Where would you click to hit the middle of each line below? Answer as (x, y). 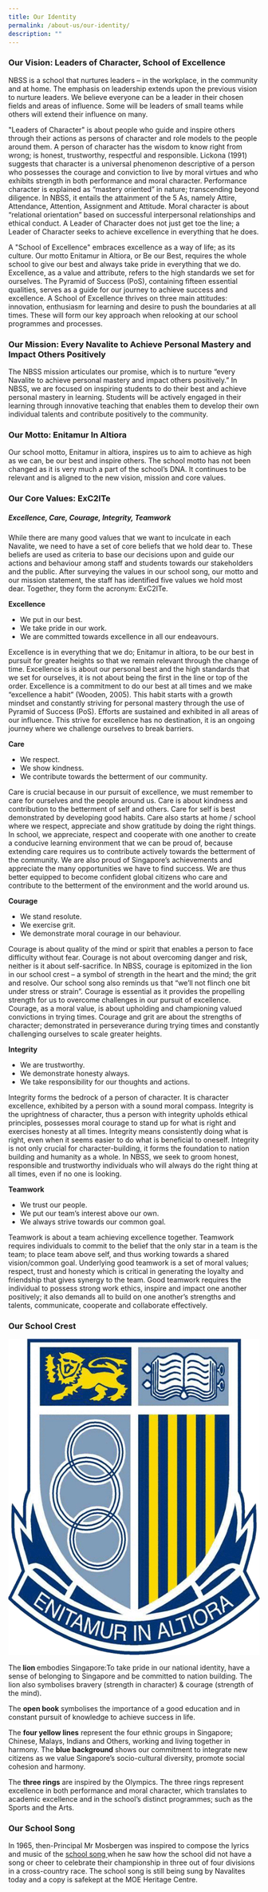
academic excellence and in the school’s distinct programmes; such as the (130, 1798)
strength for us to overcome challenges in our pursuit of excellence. (120, 1000)
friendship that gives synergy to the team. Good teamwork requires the (125, 1280)
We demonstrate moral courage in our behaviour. (100, 934)
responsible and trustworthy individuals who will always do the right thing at (133, 1166)
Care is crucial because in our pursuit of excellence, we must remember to (131, 792)
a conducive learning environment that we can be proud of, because (120, 843)
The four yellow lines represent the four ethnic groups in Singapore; (120, 1732)
